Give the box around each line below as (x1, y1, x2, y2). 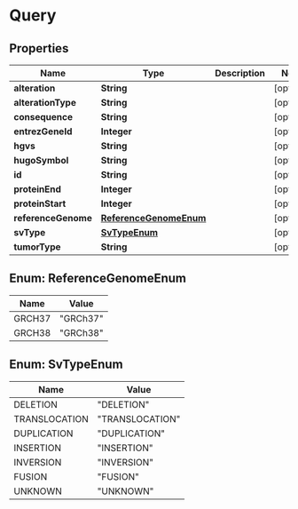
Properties (9, 41, 69, 56)
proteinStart (13, 197, 67, 210)
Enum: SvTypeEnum (9, 357, 123, 372)
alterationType (13, 97, 77, 108)
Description (214, 68, 266, 79)
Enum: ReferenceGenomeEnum (9, 271, 186, 286)
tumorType (13, 241, 61, 253)
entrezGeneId (13, 125, 73, 138)
